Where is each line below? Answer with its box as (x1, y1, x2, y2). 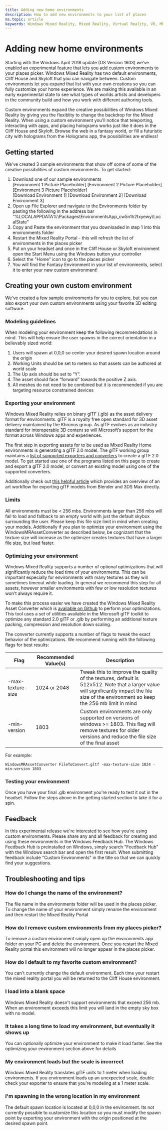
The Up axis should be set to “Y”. (12, 371, 81, 377)
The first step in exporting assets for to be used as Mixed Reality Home (5, 442, 151, 448)
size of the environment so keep (79, 694, 155, 700)
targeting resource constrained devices (12, 387, 94, 393)
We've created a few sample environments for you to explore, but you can (5, 295, 157, 301)
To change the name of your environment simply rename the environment (5, 906, 157, 912)
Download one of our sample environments (12, 176, 101, 182)
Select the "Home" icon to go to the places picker (12, 257, 115, 262)
